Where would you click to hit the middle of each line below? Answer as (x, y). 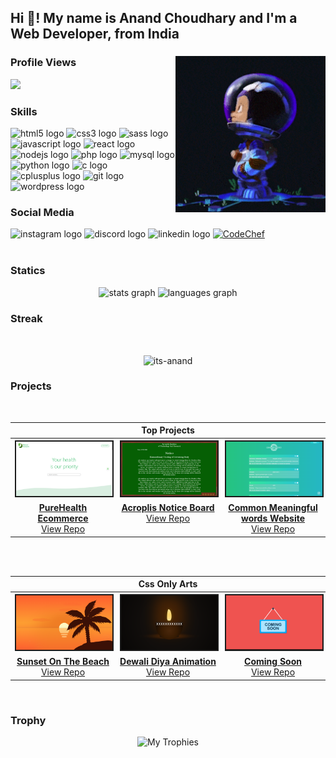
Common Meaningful (273, 508)
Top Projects (168, 430)
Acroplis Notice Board (168, 508)
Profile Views (43, 63)
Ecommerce (63, 518)
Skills (24, 111)
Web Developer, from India (95, 34)
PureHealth (63, 508)
